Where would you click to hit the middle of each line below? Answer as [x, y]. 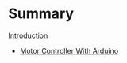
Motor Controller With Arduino [69, 50]
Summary [41, 14]
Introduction [28, 35]
